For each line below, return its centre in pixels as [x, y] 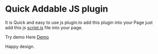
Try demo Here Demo [27, 37]
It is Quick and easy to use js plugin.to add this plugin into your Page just [79, 22]
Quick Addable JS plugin [57, 9]
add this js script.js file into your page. [44, 27]
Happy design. [20, 46]
